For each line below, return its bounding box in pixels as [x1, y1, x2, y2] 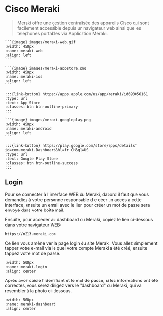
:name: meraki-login [5, 264, 48, 269]
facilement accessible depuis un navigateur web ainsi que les [17, 25, 141, 31]
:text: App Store [5, 100, 41, 105]
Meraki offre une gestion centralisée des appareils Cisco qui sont [17, 20, 149, 26]
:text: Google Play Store [5, 156, 58, 161]
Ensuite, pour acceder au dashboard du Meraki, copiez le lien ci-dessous [5, 216, 153, 222]
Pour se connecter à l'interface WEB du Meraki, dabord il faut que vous [5, 191, 149, 197]
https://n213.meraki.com [5, 231, 56, 236]
